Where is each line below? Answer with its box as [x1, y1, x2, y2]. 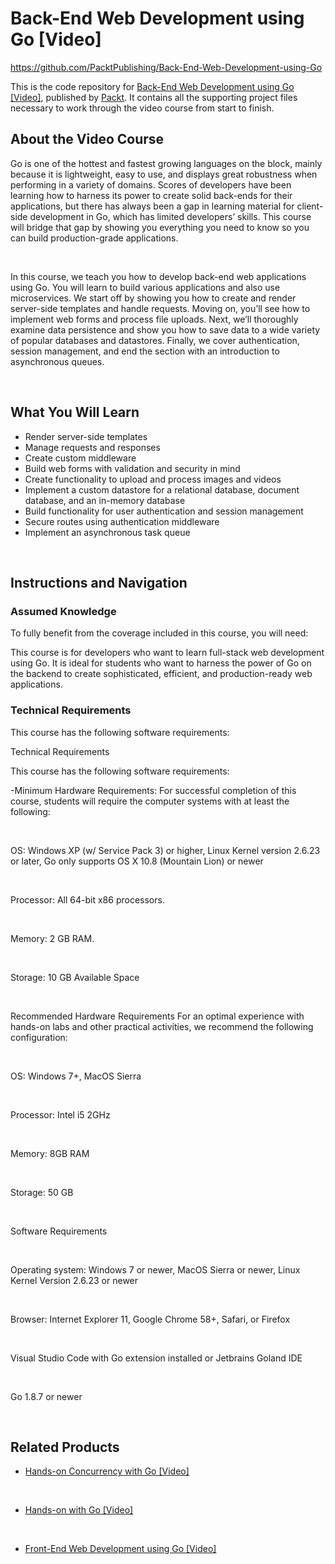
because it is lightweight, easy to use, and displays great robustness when [10, 168, 318, 180]
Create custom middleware [24, 452, 137, 464]
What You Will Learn [10, 404, 140, 421]
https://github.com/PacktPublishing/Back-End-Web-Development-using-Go [10, 61, 323, 73]
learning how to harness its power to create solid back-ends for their [10, 189, 293, 201]
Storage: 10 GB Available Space [10, 971, 140, 983]
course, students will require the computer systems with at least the [10, 795, 290, 807]
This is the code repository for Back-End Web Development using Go [10, 80, 295, 92]
